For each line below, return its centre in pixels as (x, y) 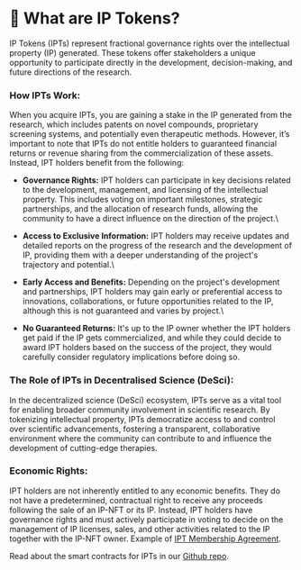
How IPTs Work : (45, 95)
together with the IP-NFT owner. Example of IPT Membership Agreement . (146, 538)
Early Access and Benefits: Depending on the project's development (151, 282)
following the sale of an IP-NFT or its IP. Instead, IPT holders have (131, 510)
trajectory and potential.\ (68, 265)
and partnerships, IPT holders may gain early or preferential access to (152, 292)
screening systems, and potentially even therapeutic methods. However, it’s (150, 134)
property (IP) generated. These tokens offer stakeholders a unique (132, 52)
